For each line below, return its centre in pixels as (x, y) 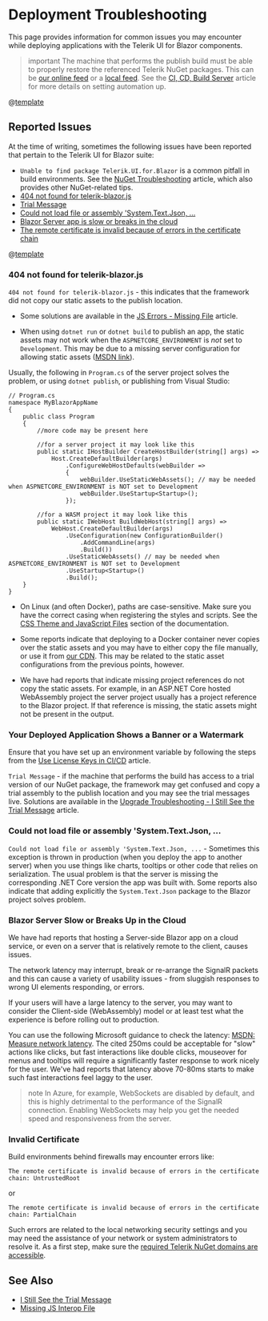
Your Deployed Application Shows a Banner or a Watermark (126, 735)
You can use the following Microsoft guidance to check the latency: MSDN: (132, 1035)
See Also (31, 1281)
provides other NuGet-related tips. (76, 187)
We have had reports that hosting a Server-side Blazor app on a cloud (123, 937)
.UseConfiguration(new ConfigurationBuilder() (144, 536)
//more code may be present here (93, 431)
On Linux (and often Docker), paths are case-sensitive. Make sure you (136, 606)
